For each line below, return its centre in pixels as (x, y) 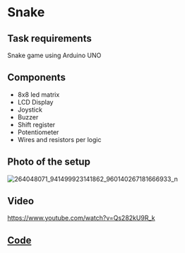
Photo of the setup (49, 162)
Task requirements (49, 39)
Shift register (36, 124)
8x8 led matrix (38, 94)
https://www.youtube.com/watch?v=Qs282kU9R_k (81, 218)
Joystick (30, 110)
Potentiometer (38, 132)
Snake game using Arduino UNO (54, 55)
